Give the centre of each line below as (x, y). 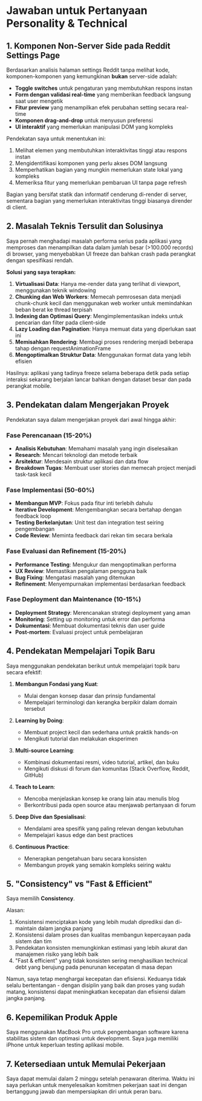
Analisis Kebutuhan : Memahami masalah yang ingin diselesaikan (96, 448)
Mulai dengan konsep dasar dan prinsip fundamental (90, 696)
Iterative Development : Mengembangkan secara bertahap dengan (98, 510)
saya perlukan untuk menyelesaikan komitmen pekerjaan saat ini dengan (97, 1085)
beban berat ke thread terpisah (54, 310)
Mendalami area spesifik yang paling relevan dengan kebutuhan (104, 828)
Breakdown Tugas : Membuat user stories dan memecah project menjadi (106, 467)
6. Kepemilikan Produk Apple (62, 1017)
